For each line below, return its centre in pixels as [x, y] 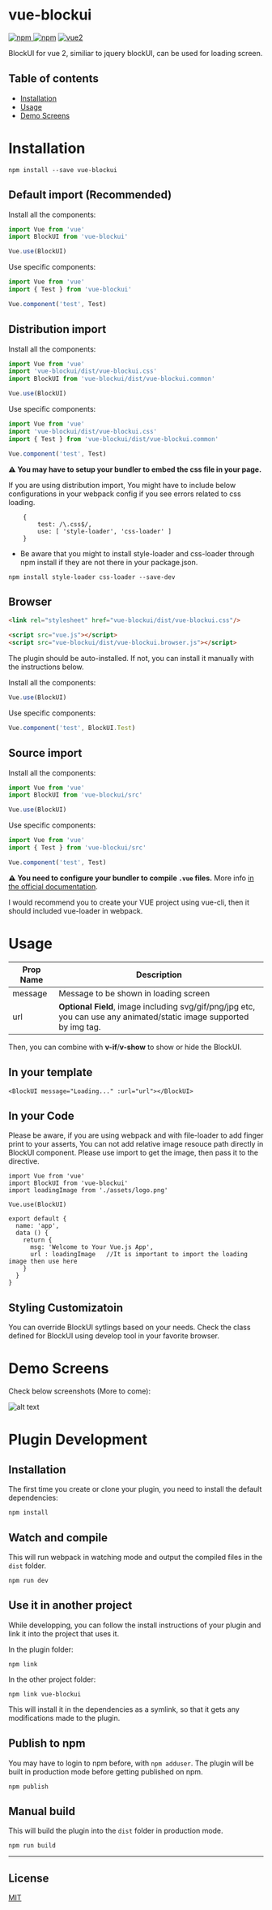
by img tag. [80, 1026]
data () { [32, 1233]
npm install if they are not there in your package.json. [109, 562]
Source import [45, 753]
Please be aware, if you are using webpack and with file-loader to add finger [136, 1135]
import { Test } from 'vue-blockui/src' [78, 848]
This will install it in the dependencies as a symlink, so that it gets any [124, 1709]
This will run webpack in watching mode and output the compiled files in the [136, 1557]
